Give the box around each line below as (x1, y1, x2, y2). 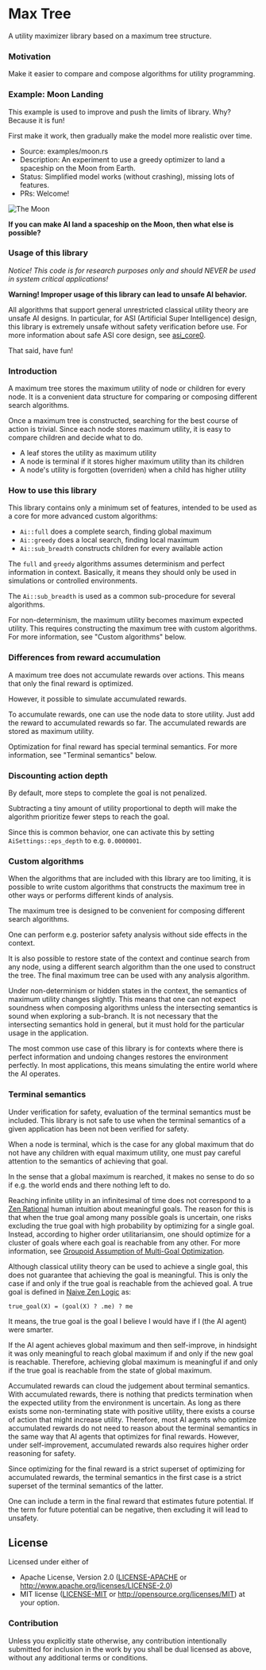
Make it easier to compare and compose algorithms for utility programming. (8, 69, 256, 79)
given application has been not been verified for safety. (8, 1124, 189, 1133)
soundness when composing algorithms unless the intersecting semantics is (8, 1003, 258, 1012)
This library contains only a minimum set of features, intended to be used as (8, 503, 257, 513)
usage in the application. (8, 1028, 89, 1038)
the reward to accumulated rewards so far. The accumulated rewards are (8, 717, 247, 728)
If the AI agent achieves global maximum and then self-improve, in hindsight (8, 1340, 257, 1350)
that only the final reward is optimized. (8, 678, 133, 688)
